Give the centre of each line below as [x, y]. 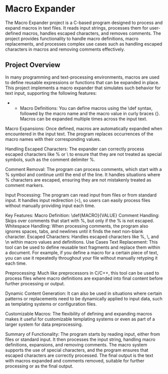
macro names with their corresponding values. [53, 139]
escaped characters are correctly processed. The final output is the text [79, 355]
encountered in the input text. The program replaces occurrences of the [79, 134]
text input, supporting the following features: [51, 93]
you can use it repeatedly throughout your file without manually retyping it [81, 258]
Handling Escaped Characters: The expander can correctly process [75, 149]
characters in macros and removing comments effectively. [65, 49]
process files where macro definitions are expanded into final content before [84, 278]
